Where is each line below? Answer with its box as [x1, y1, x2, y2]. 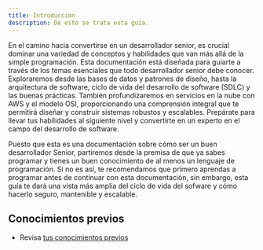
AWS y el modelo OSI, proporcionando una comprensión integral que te [8, 99, 239, 108]
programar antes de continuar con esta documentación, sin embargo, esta [8, 172, 249, 182]
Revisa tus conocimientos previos [19, 233, 129, 242]
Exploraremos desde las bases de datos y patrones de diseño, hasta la [8, 74, 237, 83]
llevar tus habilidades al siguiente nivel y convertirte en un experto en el [8, 116, 240, 125]
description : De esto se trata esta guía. [8, 19, 149, 27]
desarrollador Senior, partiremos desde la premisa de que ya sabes [8, 147, 225, 157]
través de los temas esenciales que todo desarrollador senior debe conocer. [8, 65, 254, 75]
